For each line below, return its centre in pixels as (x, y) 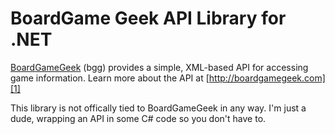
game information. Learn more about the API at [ (110, 78)
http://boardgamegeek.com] (267, 78)
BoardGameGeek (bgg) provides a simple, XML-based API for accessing (159, 67)
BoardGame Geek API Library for (148, 18)
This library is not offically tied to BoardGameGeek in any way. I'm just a (158, 108)
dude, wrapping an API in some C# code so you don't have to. (138, 118)
